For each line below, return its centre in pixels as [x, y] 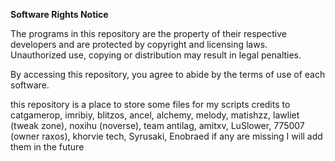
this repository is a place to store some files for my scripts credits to [150, 104]
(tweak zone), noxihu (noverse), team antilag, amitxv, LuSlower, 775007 [157, 125]
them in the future [47, 147]
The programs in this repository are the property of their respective [149, 33]
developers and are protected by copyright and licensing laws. [139, 44]
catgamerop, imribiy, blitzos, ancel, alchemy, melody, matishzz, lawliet [155, 115]
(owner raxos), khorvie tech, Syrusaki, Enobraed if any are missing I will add [166, 136]
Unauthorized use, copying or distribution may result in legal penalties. [156, 55]
